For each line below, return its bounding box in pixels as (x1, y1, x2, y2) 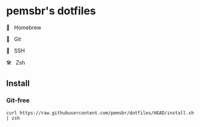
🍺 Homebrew (6, 24, 42, 31)
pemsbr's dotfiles (6, 4, 96, 18)
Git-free (6, 97, 30, 105)
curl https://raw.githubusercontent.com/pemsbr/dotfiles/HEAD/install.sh (6, 110, 195, 116)
